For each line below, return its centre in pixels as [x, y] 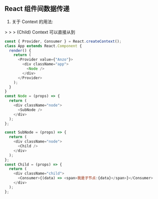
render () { [20, 51]
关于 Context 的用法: [32, 22]
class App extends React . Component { [43, 46]
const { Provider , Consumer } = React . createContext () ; [63, 41]
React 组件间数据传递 [37, 9]
